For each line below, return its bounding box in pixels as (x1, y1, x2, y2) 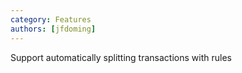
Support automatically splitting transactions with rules (10, 51, 232, 63)
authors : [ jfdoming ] (10, 24, 97, 34)
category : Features (10, 14, 92, 25)
